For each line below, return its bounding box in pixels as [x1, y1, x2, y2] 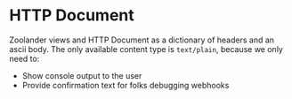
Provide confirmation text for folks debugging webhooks [21, 80, 230, 90]
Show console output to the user [21, 70, 142, 80]
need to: [9, 53, 40, 64]
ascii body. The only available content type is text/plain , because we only [9, 43, 283, 54]
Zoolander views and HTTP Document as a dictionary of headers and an [9, 34, 274, 45]
